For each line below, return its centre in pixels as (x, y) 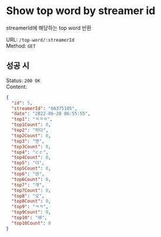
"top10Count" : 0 (31, 223)
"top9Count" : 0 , (31, 212)
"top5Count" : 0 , (31, 169)
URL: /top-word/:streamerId (40, 39)
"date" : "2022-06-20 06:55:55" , (51, 114)
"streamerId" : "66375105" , (44, 108)
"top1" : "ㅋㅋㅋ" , (32, 119)
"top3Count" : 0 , (31, 146)
